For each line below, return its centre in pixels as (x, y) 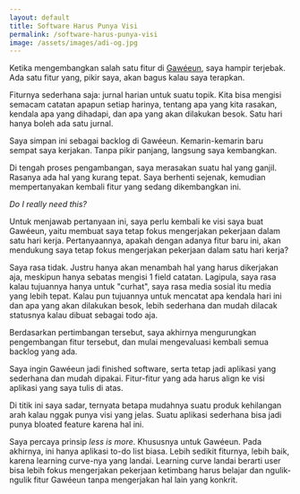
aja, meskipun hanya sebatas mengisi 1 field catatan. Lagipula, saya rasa (143, 277)
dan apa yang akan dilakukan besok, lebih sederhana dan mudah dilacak (143, 306)
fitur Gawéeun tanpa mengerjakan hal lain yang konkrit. (136, 480)
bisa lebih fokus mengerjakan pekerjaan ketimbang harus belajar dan (137, 471)
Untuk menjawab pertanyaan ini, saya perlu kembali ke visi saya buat (137, 221)
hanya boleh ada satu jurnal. (61, 124)
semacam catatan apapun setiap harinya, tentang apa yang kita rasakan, (143, 105)
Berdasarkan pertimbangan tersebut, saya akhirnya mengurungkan (133, 333)
